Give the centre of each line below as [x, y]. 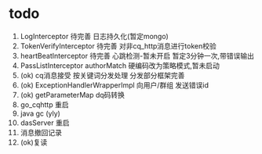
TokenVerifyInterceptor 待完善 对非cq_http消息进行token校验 [118, 46]
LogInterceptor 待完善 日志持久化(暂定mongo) [95, 36]
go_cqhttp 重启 [44, 104]
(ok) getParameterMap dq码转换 [72, 95]
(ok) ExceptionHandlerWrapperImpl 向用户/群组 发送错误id [115, 85]
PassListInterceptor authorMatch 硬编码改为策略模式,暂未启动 [120, 65]
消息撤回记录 [41, 132]
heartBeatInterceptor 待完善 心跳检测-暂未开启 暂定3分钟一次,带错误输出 [137, 56]
